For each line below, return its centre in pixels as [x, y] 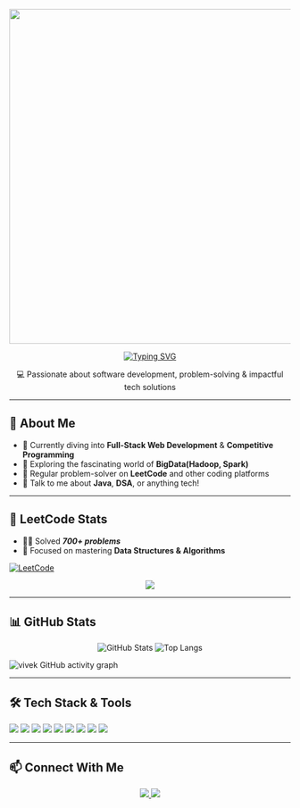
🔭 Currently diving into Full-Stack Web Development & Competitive [148, 445]
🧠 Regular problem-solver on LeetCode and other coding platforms [146, 473]
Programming [48, 454]
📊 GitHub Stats [53, 622]
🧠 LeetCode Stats [58, 519]
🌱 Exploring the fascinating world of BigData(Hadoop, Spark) [135, 463]
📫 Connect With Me [67, 767]
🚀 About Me [42, 424]
